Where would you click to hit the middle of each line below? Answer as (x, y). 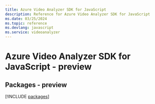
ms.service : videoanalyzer (33, 32)
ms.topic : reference (26, 23)
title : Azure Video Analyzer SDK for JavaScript (56, 10)
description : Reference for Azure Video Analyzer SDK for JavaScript (78, 14)
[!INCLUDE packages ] (27, 96)
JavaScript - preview (49, 67)
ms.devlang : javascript (29, 28)
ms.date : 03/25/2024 (26, 19)
